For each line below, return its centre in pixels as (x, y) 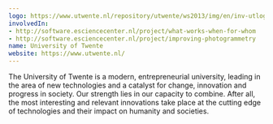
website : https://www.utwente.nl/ (67, 53)
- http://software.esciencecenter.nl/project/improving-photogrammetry (132, 38)
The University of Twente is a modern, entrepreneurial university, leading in (134, 77)
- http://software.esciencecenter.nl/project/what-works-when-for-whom (132, 31)
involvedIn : (28, 24)
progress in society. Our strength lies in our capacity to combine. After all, (132, 94)
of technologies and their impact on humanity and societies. (109, 111)
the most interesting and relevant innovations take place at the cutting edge (135, 103)
